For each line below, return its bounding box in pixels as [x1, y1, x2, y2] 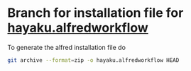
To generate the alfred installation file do [7, 43, 126, 51]
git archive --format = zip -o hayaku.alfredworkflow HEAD [7, 56, 180, 64]
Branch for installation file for [7, 5, 184, 21]
